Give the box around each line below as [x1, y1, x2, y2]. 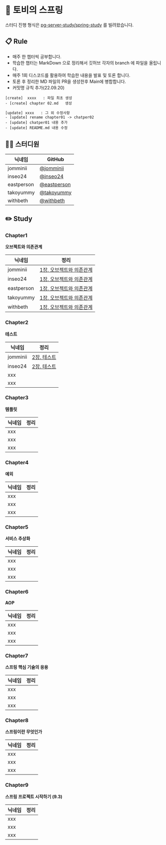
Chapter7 [5, 652, 28, 659]
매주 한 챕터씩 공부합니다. [12, 53, 62, 60]
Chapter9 [5, 781, 29, 788]
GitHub [47, 156, 64, 163]
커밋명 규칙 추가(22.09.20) [12, 84, 65, 90]
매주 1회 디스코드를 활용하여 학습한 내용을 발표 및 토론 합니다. [12, 72, 130, 78]
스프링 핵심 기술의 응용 [5, 664, 49, 670]
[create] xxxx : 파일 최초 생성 [5, 95, 72, 100]
